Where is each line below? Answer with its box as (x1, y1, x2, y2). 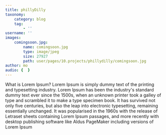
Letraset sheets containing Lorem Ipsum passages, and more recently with (5, 113, 159, 119)
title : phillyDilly (5, 7, 46, 12)
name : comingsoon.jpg (23, 44, 68, 49)
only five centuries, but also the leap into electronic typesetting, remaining (5, 103, 158, 108)
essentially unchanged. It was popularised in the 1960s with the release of (5, 108, 158, 114)
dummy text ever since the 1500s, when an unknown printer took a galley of (5, 92, 161, 98)
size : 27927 (23, 53, 48, 59)
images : (5, 35, 21, 40)
